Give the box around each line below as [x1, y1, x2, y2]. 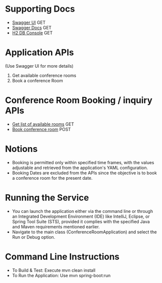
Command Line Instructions [5, 251, 120, 262]
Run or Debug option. [12, 234, 55, 240]
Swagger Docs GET [12, 24, 52, 30]
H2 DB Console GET [12, 30, 53, 36]
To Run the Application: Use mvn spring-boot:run [12, 272, 111, 278]
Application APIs [5, 47, 74, 58]
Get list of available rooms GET [12, 121, 74, 127]
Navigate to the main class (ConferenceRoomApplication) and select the [12, 229, 157, 235]
